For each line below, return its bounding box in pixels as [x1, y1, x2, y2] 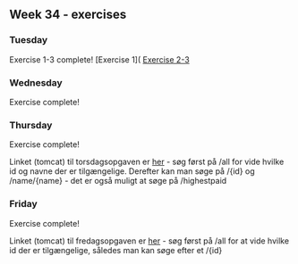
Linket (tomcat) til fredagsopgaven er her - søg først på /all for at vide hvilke [9, 235, 289, 246]
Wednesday [9, 76, 63, 88]
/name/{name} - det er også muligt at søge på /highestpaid [9, 176, 227, 186]
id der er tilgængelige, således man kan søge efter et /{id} [9, 244, 223, 255]
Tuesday [9, 34, 48, 46]
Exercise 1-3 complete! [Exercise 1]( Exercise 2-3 [9, 54, 190, 65]
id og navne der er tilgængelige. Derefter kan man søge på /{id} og [9, 166, 255, 177]
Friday [9, 198, 38, 210]
